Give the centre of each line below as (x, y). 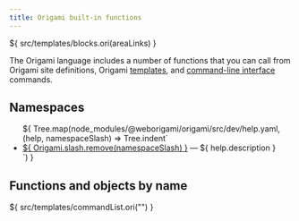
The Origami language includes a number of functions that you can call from (150, 60)
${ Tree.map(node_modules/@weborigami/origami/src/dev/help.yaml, (151, 129)
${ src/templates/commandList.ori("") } (81, 208)
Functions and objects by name (98, 186)
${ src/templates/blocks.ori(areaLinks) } (83, 43)
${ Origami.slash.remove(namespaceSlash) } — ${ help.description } (149, 148)
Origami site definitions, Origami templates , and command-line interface (142, 70)
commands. (31, 79)
